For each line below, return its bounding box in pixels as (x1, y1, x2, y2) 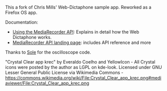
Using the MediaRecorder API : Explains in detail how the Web (12, 29, 139, 34)
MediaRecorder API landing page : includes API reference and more (12, 39, 151, 45)
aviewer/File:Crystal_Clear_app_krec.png (5, 80, 89, 86)
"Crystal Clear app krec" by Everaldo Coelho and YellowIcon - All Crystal (5, 59, 155, 64)
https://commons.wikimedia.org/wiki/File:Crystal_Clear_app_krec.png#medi (5, 75, 161, 80)
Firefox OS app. (5, 9, 38, 15)
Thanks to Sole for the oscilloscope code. (5, 49, 91, 55)
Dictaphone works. (12, 34, 52, 40)
